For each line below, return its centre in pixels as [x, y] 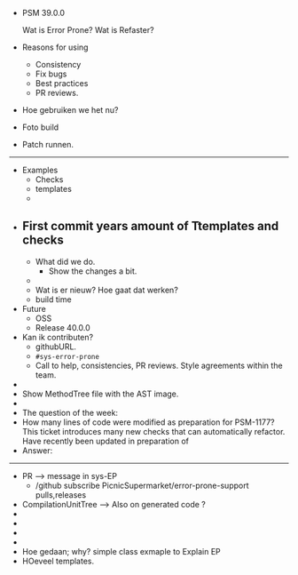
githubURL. [56, 347]
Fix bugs [51, 74]
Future [34, 308]
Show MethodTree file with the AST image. [100, 394]
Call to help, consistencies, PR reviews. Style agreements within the [159, 365]
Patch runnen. [47, 144]
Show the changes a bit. [93, 271]
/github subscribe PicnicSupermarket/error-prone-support [142, 485]
